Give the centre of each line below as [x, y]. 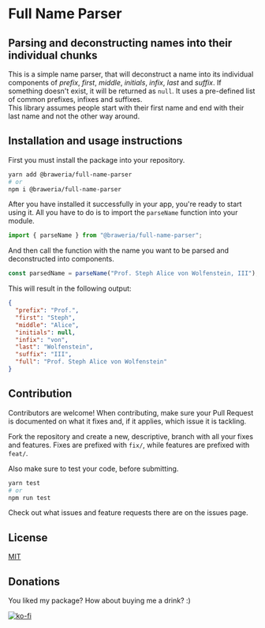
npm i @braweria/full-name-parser [65, 189]
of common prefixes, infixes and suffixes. [75, 99]
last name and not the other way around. [74, 116]
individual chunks [53, 55]
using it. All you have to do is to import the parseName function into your [123, 212]
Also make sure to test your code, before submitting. [93, 468]
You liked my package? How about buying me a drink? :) [99, 600]
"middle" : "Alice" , [47, 325]
